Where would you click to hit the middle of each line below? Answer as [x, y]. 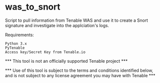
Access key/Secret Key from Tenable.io [45, 52]
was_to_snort [33, 7]
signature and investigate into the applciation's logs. [57, 25]
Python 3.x [16, 43]
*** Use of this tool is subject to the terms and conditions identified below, [79, 70]
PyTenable [15, 48]
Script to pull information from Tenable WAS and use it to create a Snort [77, 20]
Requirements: [19, 35]
